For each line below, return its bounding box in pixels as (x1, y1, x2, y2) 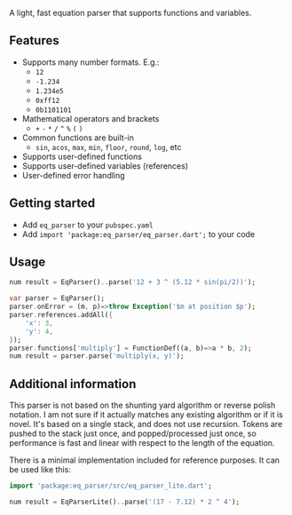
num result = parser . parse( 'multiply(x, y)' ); (9, 352, 185, 360)
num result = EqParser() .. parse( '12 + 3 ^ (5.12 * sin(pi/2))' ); (9, 278, 256, 287)
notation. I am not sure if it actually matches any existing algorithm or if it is (9, 409, 284, 420)
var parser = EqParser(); (9, 294, 105, 303)
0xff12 (35, 96, 60, 105)
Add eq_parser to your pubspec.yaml (21, 219, 154, 230)
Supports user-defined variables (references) (21, 160, 189, 171)
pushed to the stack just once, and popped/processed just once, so (9, 428, 257, 439)
